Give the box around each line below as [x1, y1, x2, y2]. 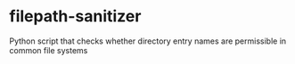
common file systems [9, 44, 88, 55]
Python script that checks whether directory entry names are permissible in [9, 36, 287, 46]
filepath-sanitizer [9, 6, 142, 27]
